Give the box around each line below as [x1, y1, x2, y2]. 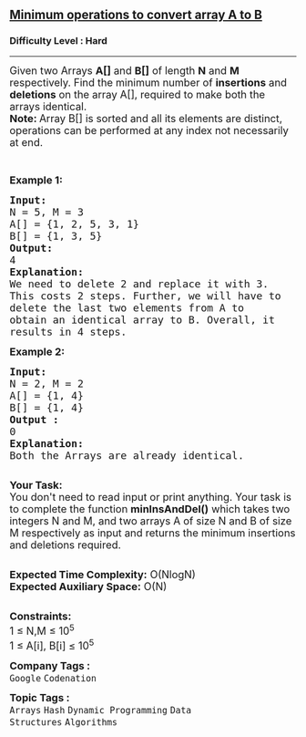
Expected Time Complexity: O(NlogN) [9, 567, 196, 581]
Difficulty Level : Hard [9, 35, 107, 47]
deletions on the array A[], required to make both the [9, 88, 266, 101]
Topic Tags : [9, 690, 70, 704]
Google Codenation [9, 672, 97, 684]
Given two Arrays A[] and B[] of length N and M [9, 64, 240, 77]
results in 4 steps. [9, 325, 127, 338]
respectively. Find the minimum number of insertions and [9, 76, 288, 89]
